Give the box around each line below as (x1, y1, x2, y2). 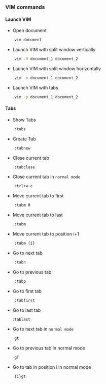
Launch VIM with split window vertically (12, 47, 96, 52)
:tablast (12, 317, 30, 322)
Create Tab (12, 136, 37, 142)
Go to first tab (12, 288, 42, 294)
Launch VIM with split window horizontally (12, 65, 101, 72)
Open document (12, 27, 47, 34)
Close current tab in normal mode (12, 174, 81, 180)
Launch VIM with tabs (12, 84, 58, 91)
